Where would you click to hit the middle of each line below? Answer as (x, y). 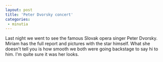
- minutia (18, 24)
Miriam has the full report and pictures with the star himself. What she (78, 44)
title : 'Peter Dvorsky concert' (39, 15)
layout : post (19, 10)
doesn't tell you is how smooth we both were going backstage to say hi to (82, 49)
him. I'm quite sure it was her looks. (42, 54)
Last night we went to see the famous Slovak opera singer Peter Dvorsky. (82, 38)
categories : (18, 19)
